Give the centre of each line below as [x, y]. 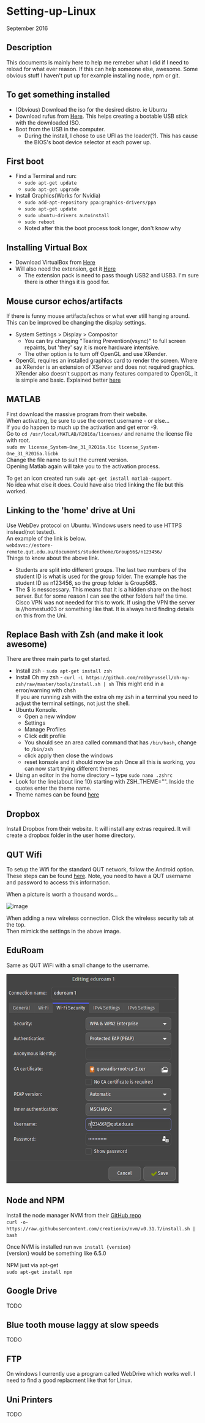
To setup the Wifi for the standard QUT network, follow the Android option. [100, 870]
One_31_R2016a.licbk [33, 453]
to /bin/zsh [39, 749]
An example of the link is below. [47, 538]
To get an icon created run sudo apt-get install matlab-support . [89, 478]
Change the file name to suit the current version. [67, 460]
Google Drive [32, 1291]
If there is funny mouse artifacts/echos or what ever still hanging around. [98, 316]
